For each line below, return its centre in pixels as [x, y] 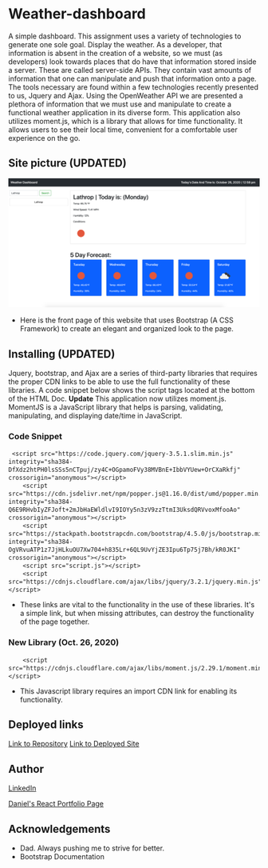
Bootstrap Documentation [62, 856]
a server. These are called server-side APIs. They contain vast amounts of [130, 70]
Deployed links [46, 724]
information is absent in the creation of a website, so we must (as [116, 53]
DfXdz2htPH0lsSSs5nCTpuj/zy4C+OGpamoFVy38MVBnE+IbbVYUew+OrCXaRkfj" [124, 470]
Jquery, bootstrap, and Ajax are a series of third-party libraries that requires [133, 373]
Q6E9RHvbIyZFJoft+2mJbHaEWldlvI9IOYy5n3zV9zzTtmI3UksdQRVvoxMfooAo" [124, 510]
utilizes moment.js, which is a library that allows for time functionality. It [126, 121]
